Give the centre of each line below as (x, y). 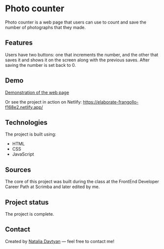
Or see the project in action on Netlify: (44, 102)
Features (19, 43)
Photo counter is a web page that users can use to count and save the (76, 22)
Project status (27, 202)
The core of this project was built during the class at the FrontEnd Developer (82, 182)
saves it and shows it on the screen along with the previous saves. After (77, 60)
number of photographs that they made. (45, 27)
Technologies (26, 123)
